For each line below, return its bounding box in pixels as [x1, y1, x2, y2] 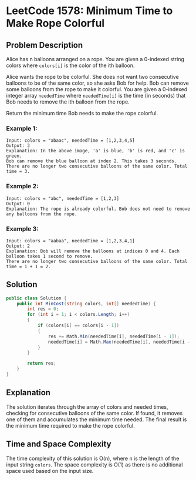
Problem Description [6, 40, 83, 50]
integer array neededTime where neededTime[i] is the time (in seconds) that [6, 92, 186, 99]
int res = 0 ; [27, 306, 59, 312]
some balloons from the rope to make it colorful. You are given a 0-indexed [6, 86, 188, 92]
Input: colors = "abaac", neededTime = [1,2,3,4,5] [6, 138, 135, 144]
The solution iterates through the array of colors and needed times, [6, 403, 168, 410]
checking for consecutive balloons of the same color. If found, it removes [6, 409, 183, 416]
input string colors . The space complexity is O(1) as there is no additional [6, 461, 183, 468]
